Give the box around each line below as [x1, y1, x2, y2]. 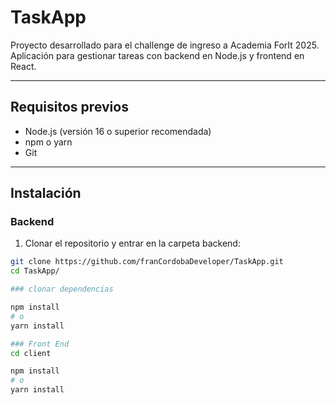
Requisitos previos [10, 99, 129, 116]
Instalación [10, 185, 82, 202]
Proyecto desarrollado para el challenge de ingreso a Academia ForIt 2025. [10, 39, 320, 51]
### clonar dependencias [10, 284, 114, 295]
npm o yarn [24, 136, 73, 148]
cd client [10, 348, 52, 358]
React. [10, 60, 37, 72]
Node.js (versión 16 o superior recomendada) [24, 125, 212, 137]
